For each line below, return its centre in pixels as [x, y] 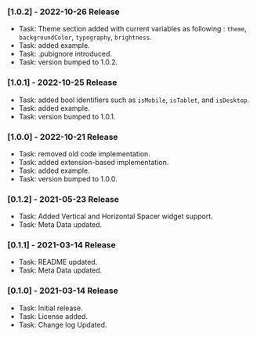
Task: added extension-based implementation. [94, 162]
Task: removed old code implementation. [84, 154]
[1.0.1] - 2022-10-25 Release [62, 82]
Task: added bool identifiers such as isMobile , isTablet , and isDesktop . [134, 100]
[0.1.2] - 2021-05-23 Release [63, 199]
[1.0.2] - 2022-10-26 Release [63, 12]
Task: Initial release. [51, 308]
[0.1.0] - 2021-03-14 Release [63, 291]
